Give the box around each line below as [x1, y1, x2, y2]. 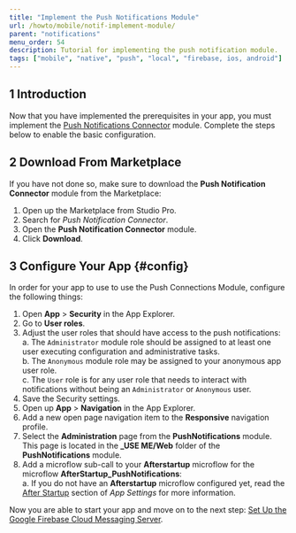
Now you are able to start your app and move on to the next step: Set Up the [9, 505, 287, 515]
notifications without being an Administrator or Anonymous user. [21, 384, 252, 395]
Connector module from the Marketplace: [9, 188, 162, 198]
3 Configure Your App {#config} [9, 259, 189, 274]
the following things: [9, 291, 84, 302]
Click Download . [21, 233, 84, 243]
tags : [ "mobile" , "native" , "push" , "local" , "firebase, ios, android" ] [9, 54, 283, 63]
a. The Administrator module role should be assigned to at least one [21, 337, 271, 348]
